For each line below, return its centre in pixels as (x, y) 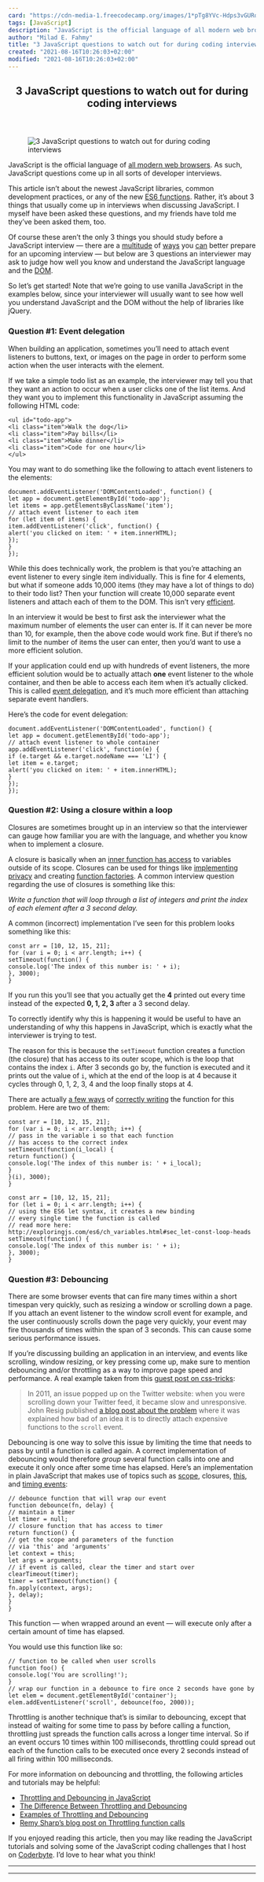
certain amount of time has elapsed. (66, 1632)
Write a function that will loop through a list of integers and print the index (128, 899)
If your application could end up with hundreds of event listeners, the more (129, 665)
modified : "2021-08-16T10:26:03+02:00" (73, 60)
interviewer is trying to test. (52, 1035)
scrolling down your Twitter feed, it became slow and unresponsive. (137, 1402)
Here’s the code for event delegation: (68, 714)
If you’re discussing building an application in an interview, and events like (128, 1353)
